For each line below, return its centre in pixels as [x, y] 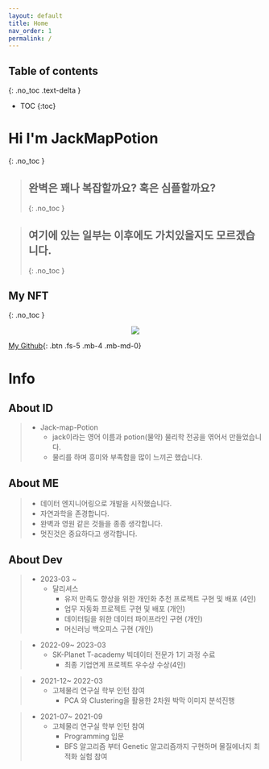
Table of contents [53, 71]
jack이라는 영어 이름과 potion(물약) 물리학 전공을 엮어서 [140, 437]
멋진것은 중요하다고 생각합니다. [89, 534]
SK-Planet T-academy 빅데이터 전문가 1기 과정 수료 [134, 655]
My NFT [29, 296]
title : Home [28, 23]
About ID [31, 408]
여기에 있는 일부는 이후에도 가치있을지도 [121, 236]
